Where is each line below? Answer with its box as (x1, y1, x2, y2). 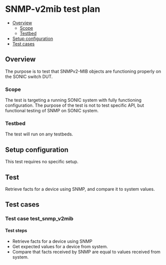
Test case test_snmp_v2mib (5, 215, 73, 222)
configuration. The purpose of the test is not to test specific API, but (5, 102, 145, 108)
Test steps (5, 227, 27, 233)
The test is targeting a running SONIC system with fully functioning (5, 97, 142, 103)
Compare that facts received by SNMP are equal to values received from (12, 249, 161, 255)
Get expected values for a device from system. (12, 244, 108, 250)
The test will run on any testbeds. (5, 131, 73, 137)
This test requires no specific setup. (5, 159, 79, 165)
